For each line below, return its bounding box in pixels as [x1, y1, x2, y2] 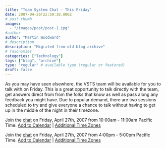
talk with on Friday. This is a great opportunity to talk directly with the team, [5, 86, 160, 92]
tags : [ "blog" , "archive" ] [5, 58, 61, 63]
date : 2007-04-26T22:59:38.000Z [5, 12, 72, 17]
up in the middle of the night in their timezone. [5, 107, 99, 113]
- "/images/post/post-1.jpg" [9, 26, 70, 31]
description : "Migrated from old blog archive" [5, 44, 106, 49]
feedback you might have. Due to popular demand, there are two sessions [5, 97, 157, 102]
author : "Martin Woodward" [5, 35, 61, 40]
